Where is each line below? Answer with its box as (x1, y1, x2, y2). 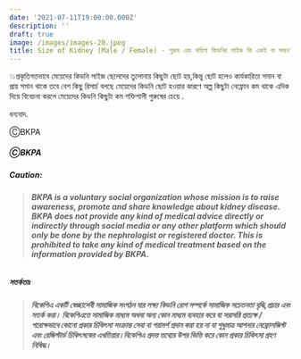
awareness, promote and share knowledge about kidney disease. (30, 202, 280, 213)
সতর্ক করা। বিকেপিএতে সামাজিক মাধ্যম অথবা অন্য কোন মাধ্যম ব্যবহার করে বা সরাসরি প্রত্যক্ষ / (30, 310, 263, 321)
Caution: (9, 170, 43, 180)
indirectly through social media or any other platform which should (30, 221, 286, 231)
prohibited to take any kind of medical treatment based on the (30, 239, 267, 250)
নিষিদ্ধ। (30, 340, 52, 351)
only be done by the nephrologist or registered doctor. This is (30, 230, 263, 241)
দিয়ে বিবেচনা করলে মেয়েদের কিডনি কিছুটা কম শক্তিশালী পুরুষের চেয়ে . (9, 91, 185, 102)
